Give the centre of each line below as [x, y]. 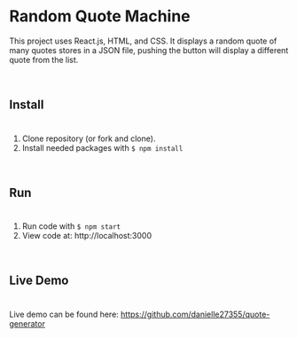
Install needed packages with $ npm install [102, 147]
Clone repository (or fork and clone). [89, 138]
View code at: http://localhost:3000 [87, 236]
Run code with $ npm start [71, 226]
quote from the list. [44, 59]
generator [27, 323]
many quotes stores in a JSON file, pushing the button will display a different [149, 50]
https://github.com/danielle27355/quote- [195, 314]
